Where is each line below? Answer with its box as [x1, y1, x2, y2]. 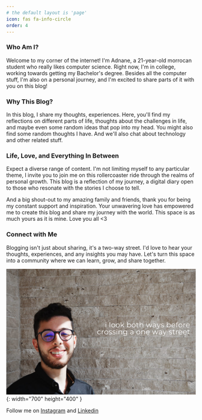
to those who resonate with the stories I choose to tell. [6, 184, 141, 192]
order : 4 [6, 22, 28, 28]
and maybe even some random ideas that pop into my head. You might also [6, 123, 194, 131]
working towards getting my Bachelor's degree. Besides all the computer [6, 69, 187, 76]
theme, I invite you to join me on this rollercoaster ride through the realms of [6, 171, 194, 179]
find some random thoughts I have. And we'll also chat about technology [6, 130, 186, 137]
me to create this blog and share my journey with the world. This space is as [6, 209, 195, 216]
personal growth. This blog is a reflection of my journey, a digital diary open [6, 178, 194, 185]
